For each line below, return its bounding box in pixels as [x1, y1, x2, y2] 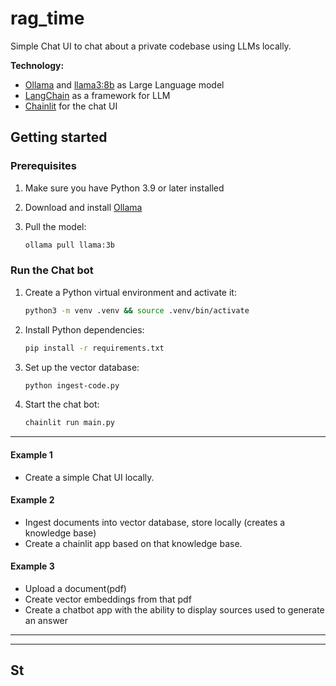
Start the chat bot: [24, 398, 100, 411]
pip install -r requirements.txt [24, 343, 165, 353]
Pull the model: [24, 220, 87, 232]
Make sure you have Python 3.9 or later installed [24, 182, 225, 194]
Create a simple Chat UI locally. [24, 471, 155, 483]
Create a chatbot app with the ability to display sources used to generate [24, 603, 325, 616]
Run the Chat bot [10, 263, 94, 277]
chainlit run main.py [24, 418, 115, 428]
